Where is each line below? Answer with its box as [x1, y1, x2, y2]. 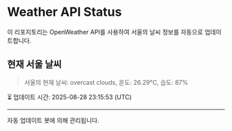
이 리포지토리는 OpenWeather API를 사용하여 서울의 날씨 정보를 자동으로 [7, 28, 204, 36]
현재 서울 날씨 [7, 59, 62, 70]
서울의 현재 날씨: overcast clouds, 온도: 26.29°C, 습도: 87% [23, 78, 188, 86]
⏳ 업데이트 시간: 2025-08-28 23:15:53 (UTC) [7, 92, 133, 101]
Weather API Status [7, 4, 122, 20]
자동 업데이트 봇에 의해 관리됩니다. [7, 116, 99, 124]
